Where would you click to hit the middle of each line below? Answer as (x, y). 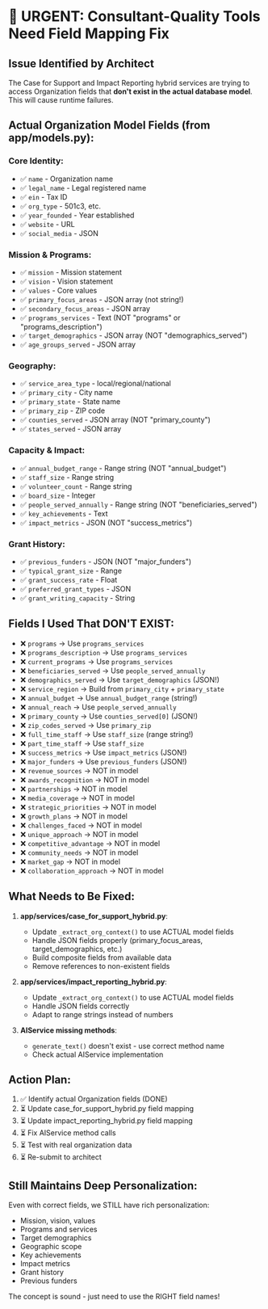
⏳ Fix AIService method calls (68, 1133)
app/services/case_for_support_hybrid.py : (94, 915)
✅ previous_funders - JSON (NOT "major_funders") (106, 562)
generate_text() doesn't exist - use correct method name (128, 1046)
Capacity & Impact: (47, 450)
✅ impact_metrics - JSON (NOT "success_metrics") (106, 522)
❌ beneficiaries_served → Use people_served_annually (113, 671)
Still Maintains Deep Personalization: (103, 1186)
